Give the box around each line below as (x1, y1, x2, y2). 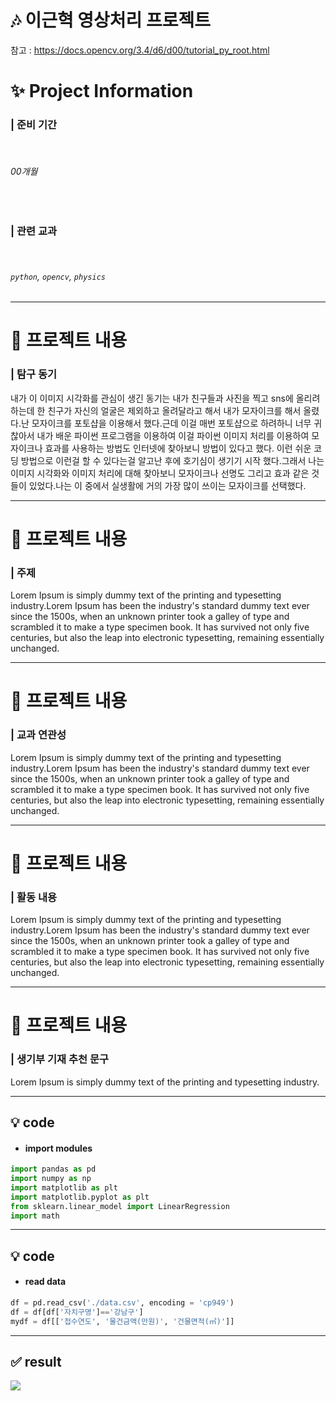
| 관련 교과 (10, 224, 58, 238)
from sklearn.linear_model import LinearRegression (10, 1201, 230, 1211)
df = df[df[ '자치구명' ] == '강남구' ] (10, 1307, 144, 1317)
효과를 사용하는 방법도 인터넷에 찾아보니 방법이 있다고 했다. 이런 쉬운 (44, 442, 312, 454)
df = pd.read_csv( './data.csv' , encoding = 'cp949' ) (10, 1297, 235, 1308)
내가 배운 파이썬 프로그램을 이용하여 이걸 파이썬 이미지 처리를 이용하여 (36, 429, 310, 441)
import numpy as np (10, 1174, 92, 1184)
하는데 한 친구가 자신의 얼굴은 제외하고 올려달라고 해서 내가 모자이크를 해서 (10, 404, 302, 416)
